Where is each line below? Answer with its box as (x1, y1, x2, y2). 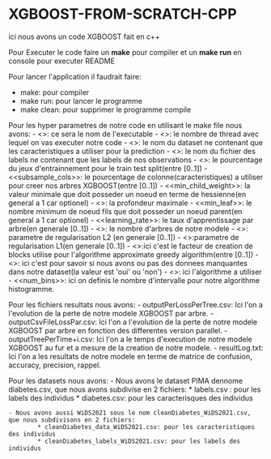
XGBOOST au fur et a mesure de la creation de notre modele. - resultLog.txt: (8, 342, 264, 353)
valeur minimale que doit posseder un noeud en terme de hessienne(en (8, 189, 247, 199)
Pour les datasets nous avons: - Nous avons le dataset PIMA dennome (8, 375, 243, 385)
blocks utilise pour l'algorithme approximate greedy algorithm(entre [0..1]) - (8, 249, 259, 260)
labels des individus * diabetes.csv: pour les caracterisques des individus (8, 393, 253, 402)
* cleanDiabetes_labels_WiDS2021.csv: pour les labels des (37, 437, 241, 445)
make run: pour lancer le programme (19, 96, 143, 105)
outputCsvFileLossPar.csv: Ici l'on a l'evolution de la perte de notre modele (8, 317, 257, 327)
